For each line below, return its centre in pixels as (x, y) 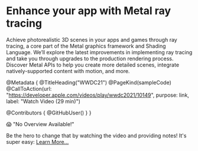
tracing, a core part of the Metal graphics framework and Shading (86, 46)
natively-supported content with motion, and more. (68, 71)
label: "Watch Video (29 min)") (43, 101)
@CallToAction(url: (29, 88)
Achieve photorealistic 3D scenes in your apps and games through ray (92, 40)
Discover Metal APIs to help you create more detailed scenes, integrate (92, 65)
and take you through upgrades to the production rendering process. (90, 58)
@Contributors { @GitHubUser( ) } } (49, 113)
